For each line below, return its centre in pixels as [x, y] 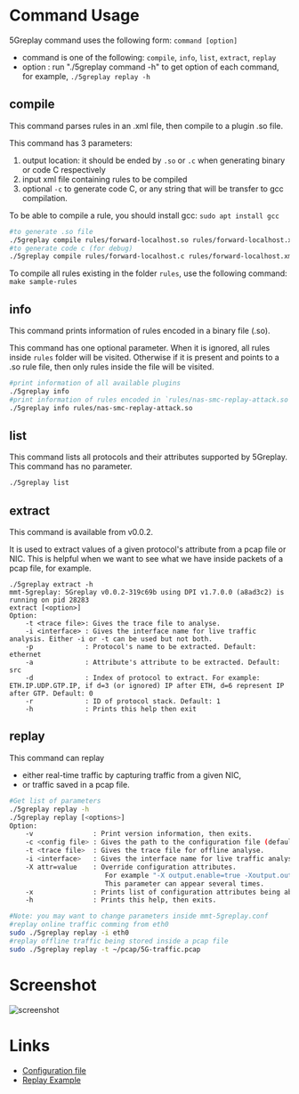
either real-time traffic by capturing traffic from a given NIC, [132, 774]
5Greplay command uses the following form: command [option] [124, 40]
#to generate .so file [51, 231]
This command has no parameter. [71, 466]
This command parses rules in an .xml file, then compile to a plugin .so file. [146, 126]
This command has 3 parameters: [71, 142]
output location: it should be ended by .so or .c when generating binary [154, 160]
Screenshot [53, 985]
